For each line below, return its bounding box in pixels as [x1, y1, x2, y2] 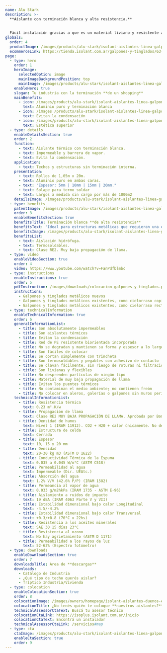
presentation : [14, 169, 43, 174]
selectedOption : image [18, 72, 66, 77]
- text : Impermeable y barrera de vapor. [18, 151, 106, 156]
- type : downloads [9, 548, 48, 553]
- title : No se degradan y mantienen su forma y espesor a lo [18, 344, 150, 349]
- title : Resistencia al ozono [18, 529, 83, 534]
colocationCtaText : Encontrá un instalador [14, 617, 106, 622]
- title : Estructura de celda [18, 428, 81, 433]
